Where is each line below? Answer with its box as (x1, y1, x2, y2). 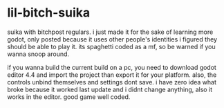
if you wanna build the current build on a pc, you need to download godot (7, 63, 216, 71)
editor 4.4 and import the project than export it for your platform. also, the (7, 71, 217, 79)
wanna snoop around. (7, 50, 70, 58)
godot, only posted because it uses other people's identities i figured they (7, 35, 218, 43)
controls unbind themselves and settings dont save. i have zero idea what (7, 78, 216, 86)
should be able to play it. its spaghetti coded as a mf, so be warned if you (7, 42, 216, 51)
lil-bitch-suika (7, 5, 91, 21)
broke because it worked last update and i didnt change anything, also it (7, 85, 213, 93)
